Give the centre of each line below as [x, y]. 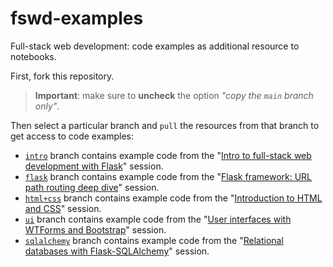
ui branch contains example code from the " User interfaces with [158, 219]
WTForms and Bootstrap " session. [95, 229]
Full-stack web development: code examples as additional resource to [155, 46]
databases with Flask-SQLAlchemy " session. [117, 251]
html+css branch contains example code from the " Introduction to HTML [173, 198]
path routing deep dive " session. [92, 187]
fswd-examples [77, 18]
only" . [47, 106]
